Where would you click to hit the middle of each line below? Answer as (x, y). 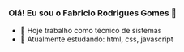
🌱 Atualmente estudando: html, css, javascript (96, 39)
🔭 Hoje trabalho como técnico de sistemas (91, 31)
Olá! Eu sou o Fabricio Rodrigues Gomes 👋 (92, 13)
